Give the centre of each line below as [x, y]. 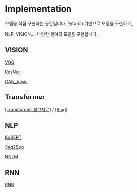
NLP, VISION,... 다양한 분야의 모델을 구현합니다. [52, 34]
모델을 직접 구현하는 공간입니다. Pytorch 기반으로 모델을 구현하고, [69, 23]
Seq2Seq [14, 147]
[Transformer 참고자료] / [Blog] [36, 109]
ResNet [13, 72]
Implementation [38, 9]
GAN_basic [17, 81]
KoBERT [13, 137]
